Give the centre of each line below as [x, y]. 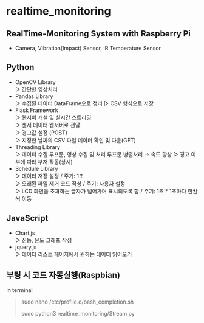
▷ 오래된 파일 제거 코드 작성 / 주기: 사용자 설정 [70, 183]
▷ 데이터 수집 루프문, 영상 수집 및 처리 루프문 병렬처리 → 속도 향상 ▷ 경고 [102, 154]
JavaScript [27, 218]
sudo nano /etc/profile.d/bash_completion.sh [77, 302]
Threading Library [38, 147]
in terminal [19, 290]
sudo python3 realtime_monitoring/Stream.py [78, 314]
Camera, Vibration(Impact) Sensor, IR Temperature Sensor [88, 48]
